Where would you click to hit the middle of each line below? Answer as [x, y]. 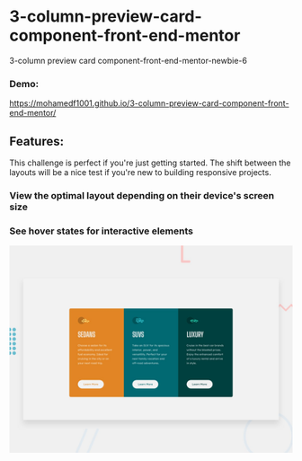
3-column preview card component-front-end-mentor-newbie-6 [128, 60]
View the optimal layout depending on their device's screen [142, 195]
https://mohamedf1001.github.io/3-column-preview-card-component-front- [149, 103]
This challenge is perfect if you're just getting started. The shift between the [150, 163]
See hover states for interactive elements [101, 231]
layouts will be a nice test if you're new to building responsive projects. [140, 173]
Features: [37, 141]
